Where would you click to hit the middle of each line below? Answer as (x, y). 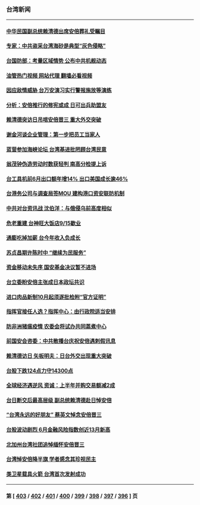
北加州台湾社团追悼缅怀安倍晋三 (45, 444)
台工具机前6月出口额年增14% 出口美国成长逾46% (67, 179)
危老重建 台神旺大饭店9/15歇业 (44, 223)
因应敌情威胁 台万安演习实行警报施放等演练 (59, 90)
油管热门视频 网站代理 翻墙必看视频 (49, 75)
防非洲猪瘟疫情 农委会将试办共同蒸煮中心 (57, 326)
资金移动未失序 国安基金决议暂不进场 (51, 267)
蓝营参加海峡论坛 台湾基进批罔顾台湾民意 (57, 149)
